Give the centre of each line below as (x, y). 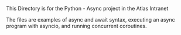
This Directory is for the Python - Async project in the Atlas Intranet (87, 8)
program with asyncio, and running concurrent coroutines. (76, 26)
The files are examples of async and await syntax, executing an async (90, 20)
